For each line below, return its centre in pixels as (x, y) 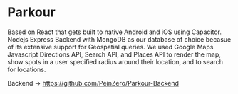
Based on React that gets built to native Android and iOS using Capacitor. (115, 32)
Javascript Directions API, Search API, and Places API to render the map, (114, 54)
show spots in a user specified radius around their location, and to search (115, 61)
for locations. (27, 69)
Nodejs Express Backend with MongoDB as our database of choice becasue (119, 39)
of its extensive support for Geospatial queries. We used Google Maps (110, 47)
